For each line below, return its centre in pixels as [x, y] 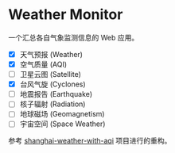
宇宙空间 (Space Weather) [62, 124]
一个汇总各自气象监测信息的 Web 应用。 [74, 37]
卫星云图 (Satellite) [51, 75]
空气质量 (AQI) [43, 64]
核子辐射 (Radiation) [52, 104]
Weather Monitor [66, 15]
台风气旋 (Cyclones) [52, 84]
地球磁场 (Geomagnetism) [62, 114]
